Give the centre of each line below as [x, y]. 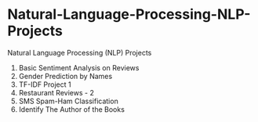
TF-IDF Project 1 [45, 84]
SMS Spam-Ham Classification [68, 101]
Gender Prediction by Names [65, 76]
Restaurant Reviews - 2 [56, 92]
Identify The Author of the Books [71, 109]
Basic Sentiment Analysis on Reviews [79, 67]
